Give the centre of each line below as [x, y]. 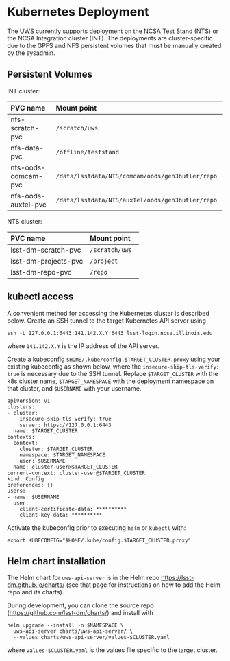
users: [16, 491]
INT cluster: [24, 91]
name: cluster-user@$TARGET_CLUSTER [65, 467]
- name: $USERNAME [33, 497]
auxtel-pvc [28, 205]
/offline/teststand [88, 152]
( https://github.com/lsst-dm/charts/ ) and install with [80, 613]
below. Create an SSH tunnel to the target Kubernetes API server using [107, 321]
